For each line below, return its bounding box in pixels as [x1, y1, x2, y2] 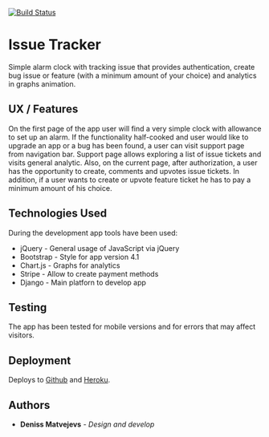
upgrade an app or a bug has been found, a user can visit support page [8, 140, 245, 150]
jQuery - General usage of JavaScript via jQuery [19, 243, 180, 253]
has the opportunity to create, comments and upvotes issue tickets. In [8, 166, 239, 176]
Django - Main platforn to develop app [19, 277, 147, 287]
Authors [8, 398, 51, 412]
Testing [8, 301, 47, 314]
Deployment [8, 354, 71, 367]
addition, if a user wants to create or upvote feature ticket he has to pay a [8, 175, 251, 184]
